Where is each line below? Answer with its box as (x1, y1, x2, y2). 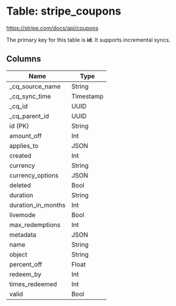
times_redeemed (9, 280, 58, 288)
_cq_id (9, 102, 28, 110)
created (9, 151, 32, 159)
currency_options (9, 171, 59, 179)
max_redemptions (9, 220, 61, 229)
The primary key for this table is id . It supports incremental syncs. (6, 36, 171, 43)
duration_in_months (9, 201, 66, 209)
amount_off (9, 131, 42, 140)
